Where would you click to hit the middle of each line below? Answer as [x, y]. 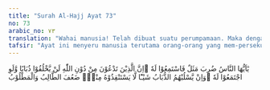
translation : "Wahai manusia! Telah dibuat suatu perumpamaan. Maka [125, 38]
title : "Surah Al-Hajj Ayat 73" [62, 16]
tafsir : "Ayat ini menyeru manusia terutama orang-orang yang [115, 46]
